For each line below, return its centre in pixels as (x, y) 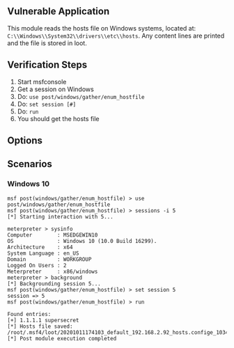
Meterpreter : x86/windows (53, 271)
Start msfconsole (42, 81)
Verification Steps (47, 65)
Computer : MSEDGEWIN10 (53, 235)
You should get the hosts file (58, 118)
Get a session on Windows (55, 89)
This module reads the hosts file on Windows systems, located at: (102, 28)
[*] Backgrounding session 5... (54, 284)
